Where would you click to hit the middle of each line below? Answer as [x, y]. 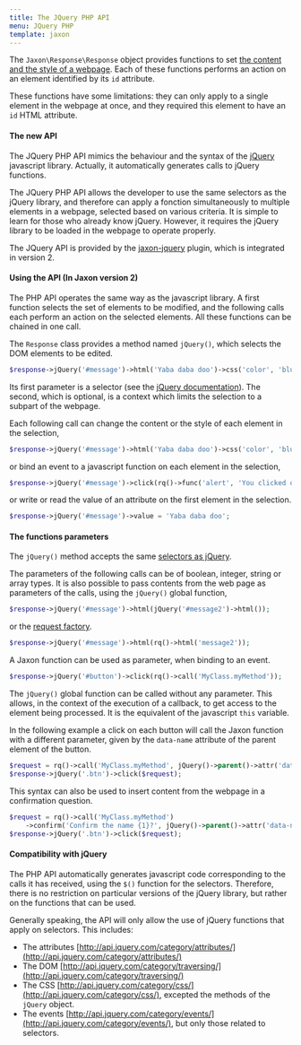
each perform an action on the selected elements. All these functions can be [150, 317]
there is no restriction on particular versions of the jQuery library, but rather [148, 893]
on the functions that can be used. [73, 902]
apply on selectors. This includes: [71, 929]
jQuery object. [48, 1004]
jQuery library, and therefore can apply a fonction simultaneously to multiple [150, 202]
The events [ [46, 1014]
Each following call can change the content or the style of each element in [146, 423]
